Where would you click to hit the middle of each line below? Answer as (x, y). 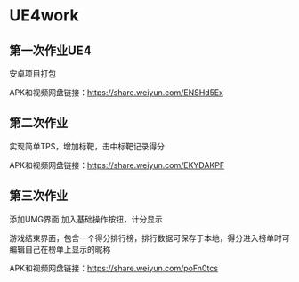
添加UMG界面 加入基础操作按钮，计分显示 (86, 219)
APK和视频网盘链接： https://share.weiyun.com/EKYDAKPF (117, 165)
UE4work (44, 16)
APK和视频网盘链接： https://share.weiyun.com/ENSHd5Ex (117, 93)
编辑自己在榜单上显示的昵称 (60, 249)
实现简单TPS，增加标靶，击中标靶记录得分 (87, 146)
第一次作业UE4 (50, 50)
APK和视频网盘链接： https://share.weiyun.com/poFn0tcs (114, 268)
